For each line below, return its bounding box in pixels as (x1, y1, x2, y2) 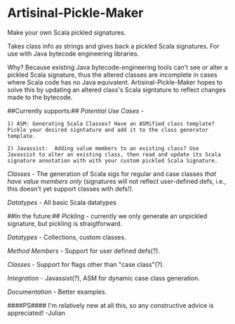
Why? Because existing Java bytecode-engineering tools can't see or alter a (7, 63, 228, 71)
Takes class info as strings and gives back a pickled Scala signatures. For (7, 42, 220, 50)
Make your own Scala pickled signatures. (7, 28, 126, 37)
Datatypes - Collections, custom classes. (7, 232, 126, 241)
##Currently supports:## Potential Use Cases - (7, 106, 145, 115)
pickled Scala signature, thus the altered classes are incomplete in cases (7, 70, 217, 79)
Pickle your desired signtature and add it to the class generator (7, 126, 209, 133)
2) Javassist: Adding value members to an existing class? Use (7, 144, 199, 152)
